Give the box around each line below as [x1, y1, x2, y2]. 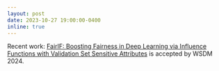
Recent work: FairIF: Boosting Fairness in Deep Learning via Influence [7, 42, 207, 51]
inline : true [7, 23, 45, 30]
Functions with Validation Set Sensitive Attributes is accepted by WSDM [7, 49, 213, 58]
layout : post [7, 10, 45, 17]
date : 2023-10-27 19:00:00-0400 [7, 17, 101, 24]
